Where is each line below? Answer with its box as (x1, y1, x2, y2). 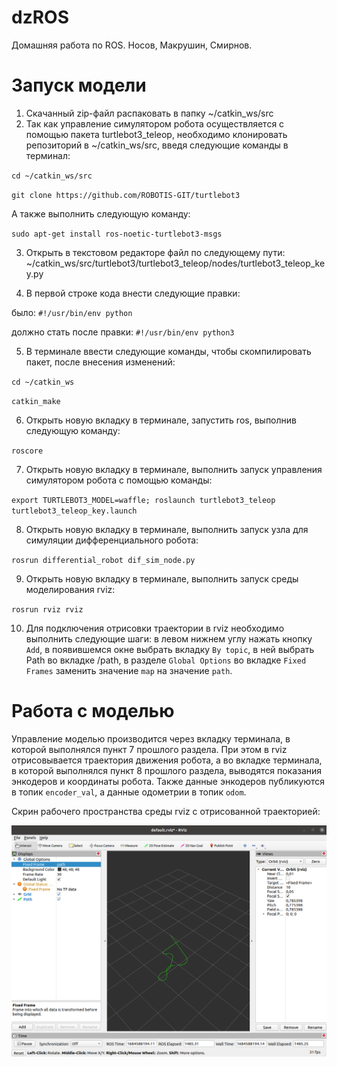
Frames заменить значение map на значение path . (25, 664, 233, 676)
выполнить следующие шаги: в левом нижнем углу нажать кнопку (25, 632, 313, 645)
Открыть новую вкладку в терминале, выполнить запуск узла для (25, 523, 309, 535)
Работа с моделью (11, 700, 175, 723)
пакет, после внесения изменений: (25, 356, 176, 368)
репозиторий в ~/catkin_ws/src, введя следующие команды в (25, 139, 289, 151)
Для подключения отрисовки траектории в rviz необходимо (25, 622, 285, 634)
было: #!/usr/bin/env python (11, 306, 133, 318)
